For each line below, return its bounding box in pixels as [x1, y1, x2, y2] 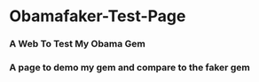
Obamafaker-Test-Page [9, 6, 186, 26]
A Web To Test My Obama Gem [9, 38, 146, 50]
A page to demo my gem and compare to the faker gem [9, 62, 250, 74]
